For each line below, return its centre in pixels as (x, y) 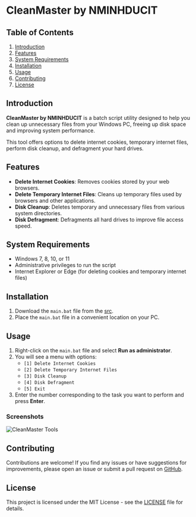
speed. (23, 226)
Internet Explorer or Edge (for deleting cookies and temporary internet (100, 271)
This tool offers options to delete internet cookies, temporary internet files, (97, 142)
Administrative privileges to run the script (65, 265)
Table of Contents (40, 32)
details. (15, 508)
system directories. (38, 213)
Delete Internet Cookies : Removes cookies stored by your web (92, 181)
